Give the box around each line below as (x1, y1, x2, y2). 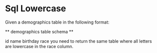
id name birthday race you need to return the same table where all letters (5, 38, 152, 44)
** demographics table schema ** (5, 28, 74, 34)
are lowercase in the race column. (5, 43, 73, 49)
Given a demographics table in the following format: (5, 19, 110, 25)
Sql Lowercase (5, 3, 67, 14)
